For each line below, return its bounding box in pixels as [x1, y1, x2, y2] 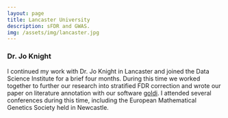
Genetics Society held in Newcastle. [7, 103, 110, 111]
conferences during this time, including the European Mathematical [7, 96, 197, 104]
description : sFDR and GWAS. [7, 23, 90, 29]
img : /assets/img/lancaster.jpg [7, 29, 99, 36]
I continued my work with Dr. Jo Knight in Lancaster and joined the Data [7, 67, 210, 75]
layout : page [7, 10, 45, 17]
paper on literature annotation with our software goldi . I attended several [7, 89, 212, 97]
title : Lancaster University [7, 16, 90, 23]
